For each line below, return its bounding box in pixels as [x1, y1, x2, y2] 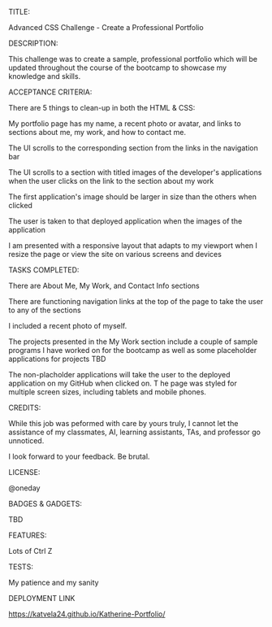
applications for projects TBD [8, 354, 106, 364]
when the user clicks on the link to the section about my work [8, 176, 214, 185]
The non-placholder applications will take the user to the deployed [8, 370, 231, 379]
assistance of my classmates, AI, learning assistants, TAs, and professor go [8, 427, 261, 437]
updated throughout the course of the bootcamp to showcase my [8, 63, 227, 72]
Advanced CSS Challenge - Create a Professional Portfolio [8, 23, 205, 32]
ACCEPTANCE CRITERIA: [8, 87, 93, 97]
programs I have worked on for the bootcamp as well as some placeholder [8, 346, 257, 355]
